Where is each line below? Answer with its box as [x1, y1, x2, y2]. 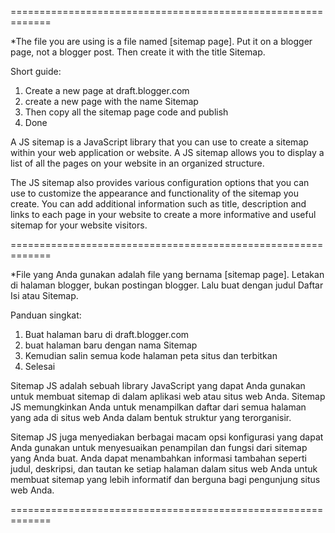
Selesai [24, 361, 56, 372]
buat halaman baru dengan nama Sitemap [24, 339, 198, 351]
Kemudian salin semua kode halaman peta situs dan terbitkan [24, 350, 278, 361]
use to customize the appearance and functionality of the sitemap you [10, 187, 300, 199]
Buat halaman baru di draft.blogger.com [24, 329, 190, 340]
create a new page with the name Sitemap [24, 96, 199, 107]
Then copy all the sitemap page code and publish [24, 106, 229, 118]
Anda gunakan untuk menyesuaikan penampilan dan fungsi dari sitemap [10, 442, 308, 453]
